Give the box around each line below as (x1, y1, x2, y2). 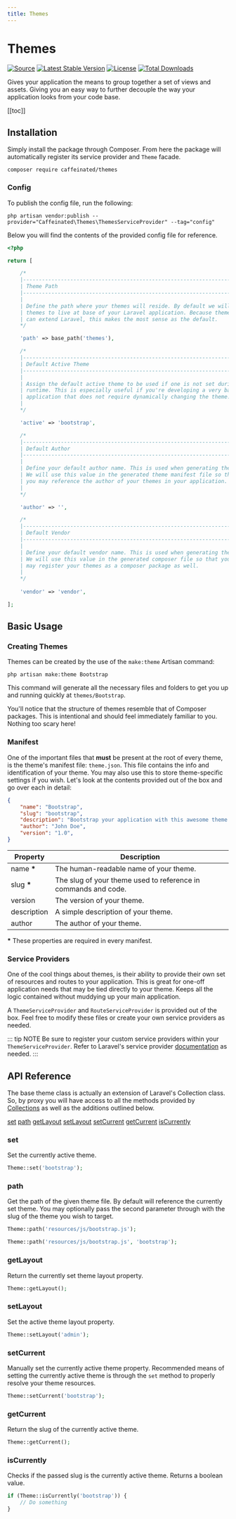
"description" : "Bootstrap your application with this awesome (20, 816, 209, 824)
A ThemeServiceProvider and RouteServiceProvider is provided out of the (7, 1006, 218, 1015)
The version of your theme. (55, 895, 145, 905)
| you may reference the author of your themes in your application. (20, 477, 228, 485)
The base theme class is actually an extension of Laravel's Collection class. (7, 1089, 225, 1097)
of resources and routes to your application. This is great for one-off (7, 977, 205, 986)
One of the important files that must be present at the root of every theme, (7, 753, 223, 761)
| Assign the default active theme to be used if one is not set (20, 380, 216, 387)
